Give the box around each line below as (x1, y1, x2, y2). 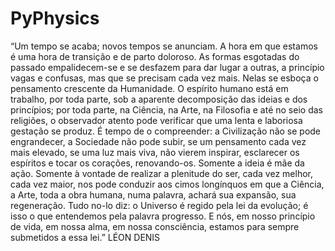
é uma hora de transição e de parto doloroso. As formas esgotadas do (10, 50, 300, 62)
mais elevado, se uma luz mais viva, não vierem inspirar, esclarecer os (10, 146, 300, 158)
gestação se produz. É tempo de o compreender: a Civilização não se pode (10, 125, 322, 137)
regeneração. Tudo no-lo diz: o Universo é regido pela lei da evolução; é (10, 199, 309, 211)
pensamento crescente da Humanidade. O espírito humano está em (10, 82, 289, 94)
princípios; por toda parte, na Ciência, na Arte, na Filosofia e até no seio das (10, 103, 323, 116)
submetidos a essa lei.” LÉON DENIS (10, 231, 161, 243)
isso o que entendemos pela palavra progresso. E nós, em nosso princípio (10, 210, 316, 222)
